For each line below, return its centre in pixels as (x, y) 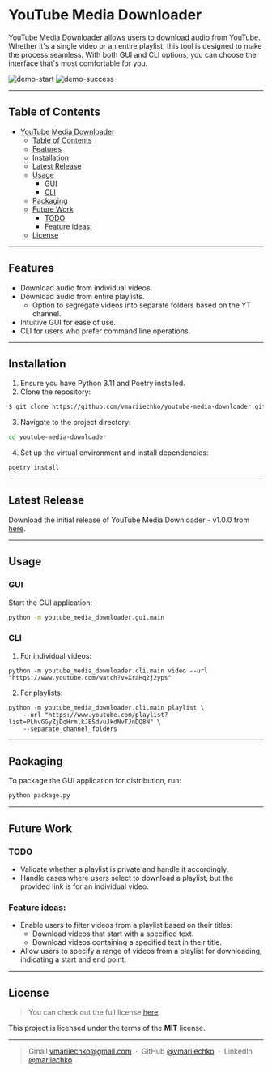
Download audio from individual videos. (86, 288)
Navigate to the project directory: (75, 423)
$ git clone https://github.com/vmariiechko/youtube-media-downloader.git (137, 407)
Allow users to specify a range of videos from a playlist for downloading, (141, 951)
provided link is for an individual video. (85, 886)
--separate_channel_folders (70, 729)
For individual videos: (55, 655)
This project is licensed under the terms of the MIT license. (107, 1028)
